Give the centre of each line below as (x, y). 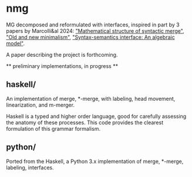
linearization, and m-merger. (41, 105)
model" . (16, 43)
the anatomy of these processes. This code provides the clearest (85, 122)
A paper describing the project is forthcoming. (62, 55)
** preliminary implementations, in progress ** (62, 66)
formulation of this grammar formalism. (53, 128)
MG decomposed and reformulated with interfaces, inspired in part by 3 (93, 25)
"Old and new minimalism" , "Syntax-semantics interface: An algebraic (90, 37)
